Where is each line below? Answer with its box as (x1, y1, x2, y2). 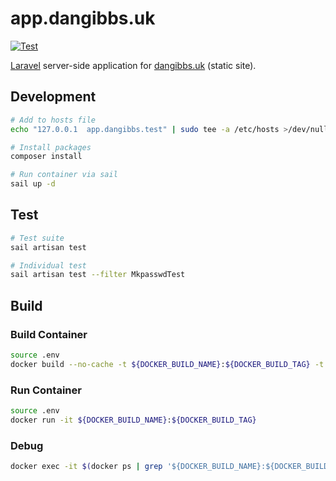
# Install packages (10, 142, 92, 152)
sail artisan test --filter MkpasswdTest (10, 270, 186, 280)
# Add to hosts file (10, 115, 97, 125)
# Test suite (10, 233, 65, 243)
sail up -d (10, 179, 56, 189)
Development (10, 88, 97, 106)
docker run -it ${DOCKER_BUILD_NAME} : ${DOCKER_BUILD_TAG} (10, 415, 257, 425)
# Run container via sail (10, 170, 118, 180)
